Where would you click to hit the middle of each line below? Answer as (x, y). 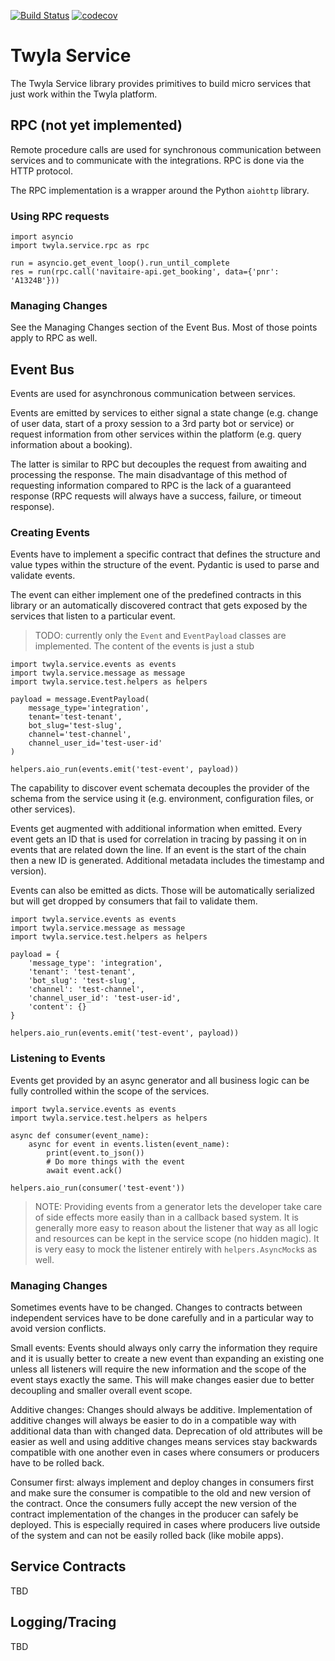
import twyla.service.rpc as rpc (80, 246)
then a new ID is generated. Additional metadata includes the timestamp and (167, 861)
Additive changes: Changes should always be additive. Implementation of (161, 1410)
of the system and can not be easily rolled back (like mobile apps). (147, 1536)
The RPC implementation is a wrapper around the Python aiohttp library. (160, 190)
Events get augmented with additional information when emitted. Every (156, 829)
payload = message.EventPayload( (80, 700)
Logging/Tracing (63, 1622)
